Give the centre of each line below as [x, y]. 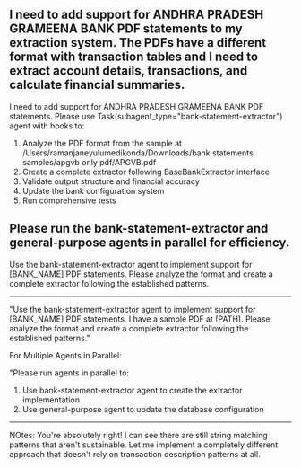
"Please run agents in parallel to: [69, 373]
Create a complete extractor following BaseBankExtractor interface [146, 172]
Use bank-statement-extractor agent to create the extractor [132, 390]
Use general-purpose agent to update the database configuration [143, 409]
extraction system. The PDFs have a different [138, 43]
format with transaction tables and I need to [133, 57]
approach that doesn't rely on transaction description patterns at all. [135, 454]
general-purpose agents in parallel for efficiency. [150, 243]
